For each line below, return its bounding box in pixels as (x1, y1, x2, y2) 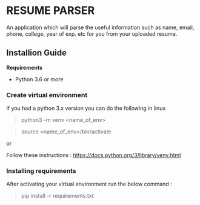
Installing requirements (6, 166, 77, 175)
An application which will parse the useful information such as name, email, (6, 24, 195, 31)
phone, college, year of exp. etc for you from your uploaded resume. (6, 30, 178, 37)
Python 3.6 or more (15, 75, 64, 82)
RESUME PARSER (6, 4, 95, 18)
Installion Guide (6, 48, 67, 58)
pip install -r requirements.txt (21, 192, 94, 200)
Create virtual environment (6, 90, 88, 99)
